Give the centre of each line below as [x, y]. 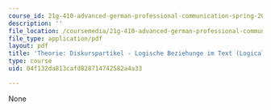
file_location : [34, 31]
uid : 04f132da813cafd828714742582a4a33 [75, 69]
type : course [30, 61]
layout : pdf [28, 46]
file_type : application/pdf [56, 38]
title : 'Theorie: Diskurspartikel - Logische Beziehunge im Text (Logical [137, 53]
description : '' [35, 23]
